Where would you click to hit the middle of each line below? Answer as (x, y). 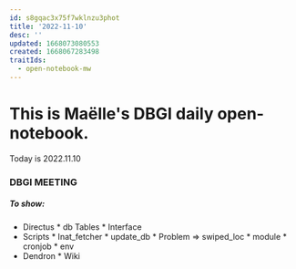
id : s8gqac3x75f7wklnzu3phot (65, 18)
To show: (27, 204)
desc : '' (26, 35)
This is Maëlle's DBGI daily (112, 114)
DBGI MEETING (43, 181)
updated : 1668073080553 (55, 43)
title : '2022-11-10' (49, 26)
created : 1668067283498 (55, 52)
